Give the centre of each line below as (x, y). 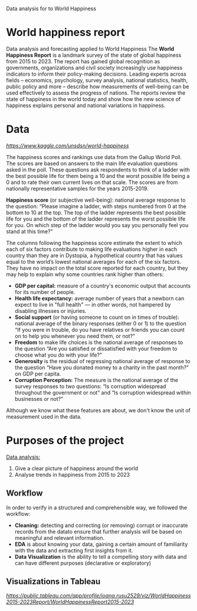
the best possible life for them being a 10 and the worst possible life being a (98, 176)
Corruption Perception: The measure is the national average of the (96, 380)
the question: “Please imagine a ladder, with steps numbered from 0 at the (96, 206)
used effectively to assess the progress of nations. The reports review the (96, 93)
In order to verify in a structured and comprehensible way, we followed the (97, 507)
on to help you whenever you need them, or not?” (75, 336)
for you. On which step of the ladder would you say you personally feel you (97, 225)
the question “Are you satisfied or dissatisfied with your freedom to (96, 348)
